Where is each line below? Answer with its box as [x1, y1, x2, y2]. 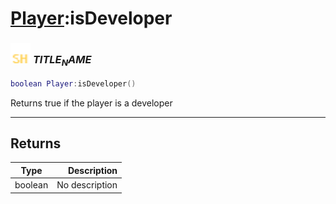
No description [56, 179, 118, 191]
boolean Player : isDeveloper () [10, 78, 137, 89]
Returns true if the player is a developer [10, 97, 173, 109]
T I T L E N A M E [32, 53, 92, 69]
